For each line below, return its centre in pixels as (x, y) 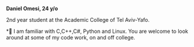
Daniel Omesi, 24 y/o (32, 9)
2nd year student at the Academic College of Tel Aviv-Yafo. (78, 20)
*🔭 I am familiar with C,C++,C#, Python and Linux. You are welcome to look (97, 31)
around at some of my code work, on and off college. (71, 37)
